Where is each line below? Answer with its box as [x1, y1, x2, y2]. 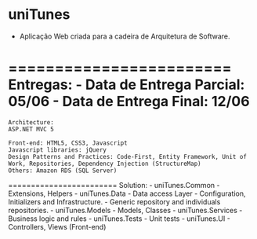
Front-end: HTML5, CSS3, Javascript [8, 139, 128, 147]
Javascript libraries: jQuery [8, 145, 107, 154]
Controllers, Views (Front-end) [8, 222, 107, 231]
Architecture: [8, 118, 55, 127]
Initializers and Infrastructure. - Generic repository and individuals [8, 197, 221, 206]
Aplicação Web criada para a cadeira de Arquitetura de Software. [19, 31, 230, 41]
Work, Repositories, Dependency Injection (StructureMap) [8, 160, 201, 167]
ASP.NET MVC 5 [8, 125, 55, 133]
